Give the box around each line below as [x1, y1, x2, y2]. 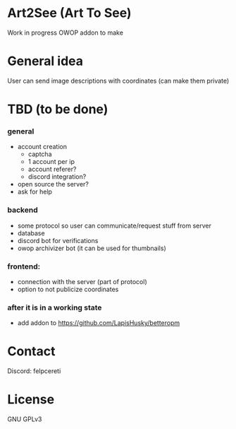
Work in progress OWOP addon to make [7, 28, 123, 37]
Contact [7, 343, 56, 360]
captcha [27, 150, 52, 158]
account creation [17, 143, 67, 151]
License [7, 392, 55, 408]
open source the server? [17, 180, 89, 189]
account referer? [27, 165, 77, 174]
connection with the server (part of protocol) [17, 277, 148, 286]
